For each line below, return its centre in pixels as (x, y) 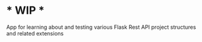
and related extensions (35, 33)
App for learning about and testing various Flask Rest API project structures (101, 27)
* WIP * (25, 10)
